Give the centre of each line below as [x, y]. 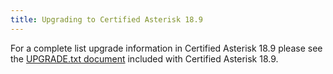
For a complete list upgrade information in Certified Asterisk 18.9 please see [166, 48]
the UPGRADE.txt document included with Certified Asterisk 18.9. [144, 58]
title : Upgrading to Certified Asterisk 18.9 [106, 19]
